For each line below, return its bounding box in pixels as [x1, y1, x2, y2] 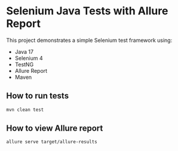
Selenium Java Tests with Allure [6, 4, 168, 18]
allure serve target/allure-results [6, 139, 97, 145]
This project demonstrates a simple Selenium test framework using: [6, 36, 173, 44]
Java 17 [14, 48, 34, 55]
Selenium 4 [14, 54, 43, 61]
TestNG [14, 61, 34, 68]
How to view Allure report [6, 124, 103, 134]
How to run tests [6, 91, 69, 101]
